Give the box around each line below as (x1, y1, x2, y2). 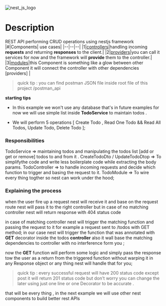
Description (5, 22, 55, 33)
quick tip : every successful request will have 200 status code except (17, 270, 159, 276)
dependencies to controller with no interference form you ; (5, 240, 125, 246)
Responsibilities (5, 137, 45, 144)
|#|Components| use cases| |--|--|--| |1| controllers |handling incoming (5, 44, 148, 50)
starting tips (5, 95, 31, 101)
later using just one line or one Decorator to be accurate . (17, 280, 134, 286)
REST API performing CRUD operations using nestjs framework (5, 38, 134, 44)
